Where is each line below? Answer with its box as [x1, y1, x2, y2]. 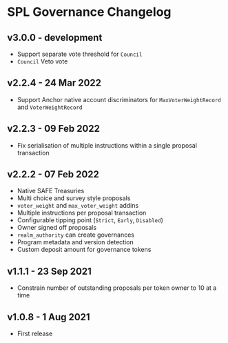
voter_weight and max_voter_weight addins [17, 202, 139, 210]
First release [17, 329, 53, 338]
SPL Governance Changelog [7, 4, 172, 20]
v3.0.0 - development [7, 32, 103, 43]
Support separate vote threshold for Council [17, 50, 143, 58]
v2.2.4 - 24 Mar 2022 [7, 77, 102, 89]
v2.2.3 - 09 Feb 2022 [7, 123, 100, 135]
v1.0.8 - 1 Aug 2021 [7, 311, 91, 323]
